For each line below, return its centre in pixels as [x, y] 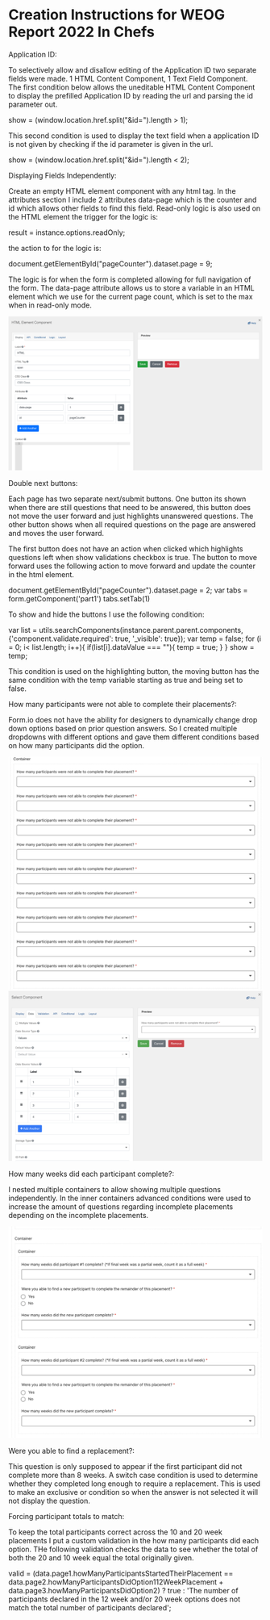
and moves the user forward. [56, 533]
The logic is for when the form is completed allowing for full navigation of [130, 279]
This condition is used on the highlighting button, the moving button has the [134, 671]
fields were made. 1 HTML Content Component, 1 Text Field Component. [128, 78]
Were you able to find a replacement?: [72, 1451]
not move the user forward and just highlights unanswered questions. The [131, 516]
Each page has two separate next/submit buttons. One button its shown [127, 499]
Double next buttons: [43, 483]
